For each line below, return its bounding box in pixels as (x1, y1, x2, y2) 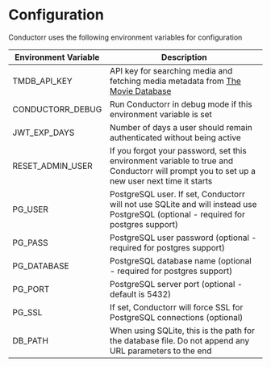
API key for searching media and (110, 65, 233, 76)
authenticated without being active (110, 132, 241, 143)
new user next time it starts (110, 175, 213, 187)
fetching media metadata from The (110, 75, 242, 86)
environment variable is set (110, 108, 212, 120)
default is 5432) (110, 289, 172, 300)
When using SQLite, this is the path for (110, 325, 256, 336)
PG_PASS (12, 237, 48, 248)
